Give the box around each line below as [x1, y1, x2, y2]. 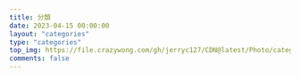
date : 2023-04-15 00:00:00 [9, 21, 110, 30]
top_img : [9, 46, 42, 55]
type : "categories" [9, 37, 82, 47]
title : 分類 [9, 12, 51, 22]
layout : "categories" [9, 29, 90, 38]
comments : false [9, 54, 70, 63]
